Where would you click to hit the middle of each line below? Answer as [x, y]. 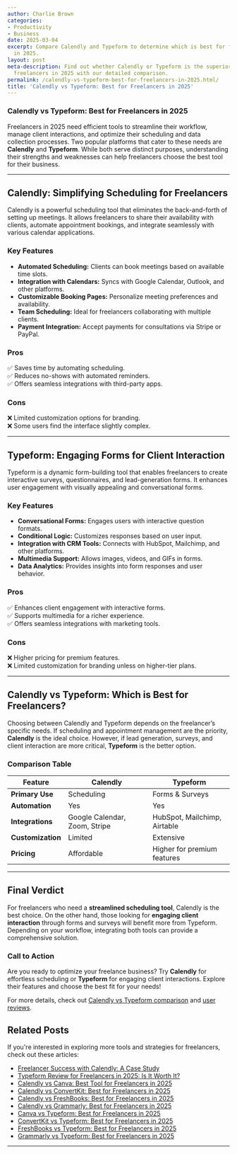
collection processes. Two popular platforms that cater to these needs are [115, 142]
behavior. [31, 573]
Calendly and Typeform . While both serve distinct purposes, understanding [118, 149]
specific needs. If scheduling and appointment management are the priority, [118, 731]
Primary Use [32, 794]
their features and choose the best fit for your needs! [84, 987]
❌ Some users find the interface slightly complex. [79, 426]
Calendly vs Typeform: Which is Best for [98, 695]
